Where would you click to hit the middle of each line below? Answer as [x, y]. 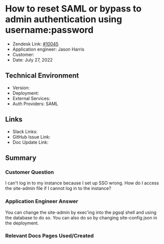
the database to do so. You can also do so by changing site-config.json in [81, 217]
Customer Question [30, 172]
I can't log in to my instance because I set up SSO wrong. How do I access [82, 183]
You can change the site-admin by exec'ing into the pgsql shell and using [81, 212]
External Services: [31, 98]
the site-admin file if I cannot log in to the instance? [58, 188]
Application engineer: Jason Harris [48, 49]
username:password [49, 30]
